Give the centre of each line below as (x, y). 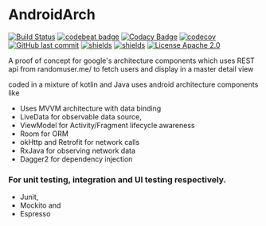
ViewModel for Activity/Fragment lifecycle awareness (107, 125)
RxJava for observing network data (78, 150)
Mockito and (40, 205)
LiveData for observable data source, (80, 116)
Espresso (35, 214)
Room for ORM (44, 134)
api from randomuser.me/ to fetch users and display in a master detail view (131, 68)
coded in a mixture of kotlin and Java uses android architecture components (133, 84)
